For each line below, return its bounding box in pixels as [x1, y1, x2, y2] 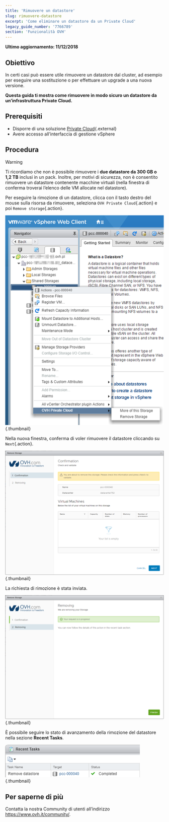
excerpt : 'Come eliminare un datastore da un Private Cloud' [5, 19, 136, 24]
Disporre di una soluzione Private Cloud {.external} [12, 125, 117, 131]
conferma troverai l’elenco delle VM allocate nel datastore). [5, 184, 128, 191]
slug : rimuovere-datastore [5, 13, 62, 19]
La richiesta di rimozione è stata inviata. [5, 585, 88, 591]
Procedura [5, 146, 39, 154]
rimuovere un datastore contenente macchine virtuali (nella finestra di [5, 179, 150, 185]
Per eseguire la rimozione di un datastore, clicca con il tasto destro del [5, 194, 151, 200]
